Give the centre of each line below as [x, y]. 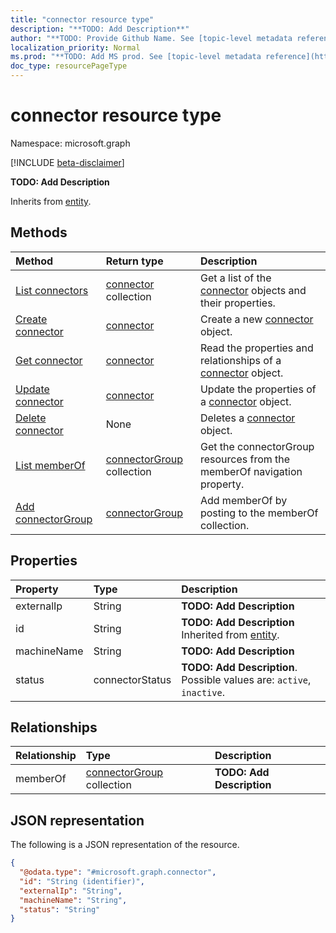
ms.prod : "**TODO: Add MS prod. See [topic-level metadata [136, 57]
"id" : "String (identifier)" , [82, 881]
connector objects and [253, 290]
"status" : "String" [60, 909]
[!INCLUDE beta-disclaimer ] [67, 162]
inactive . [203, 692]
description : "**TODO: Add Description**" [100, 29]
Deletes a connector [247, 418]
